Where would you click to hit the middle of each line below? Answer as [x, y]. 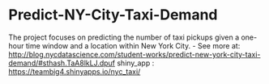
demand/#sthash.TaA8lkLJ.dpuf [62, 63]
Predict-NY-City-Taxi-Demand [113, 15]
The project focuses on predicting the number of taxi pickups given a [124, 37]
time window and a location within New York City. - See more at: [133, 45]
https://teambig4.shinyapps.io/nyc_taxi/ [75, 71]
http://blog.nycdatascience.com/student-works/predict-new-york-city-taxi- [134, 54]
